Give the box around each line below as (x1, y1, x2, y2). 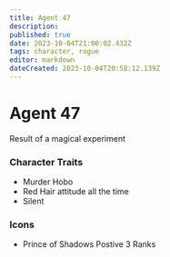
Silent (22, 196, 45, 207)
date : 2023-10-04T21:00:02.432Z (9, 38, 132, 48)
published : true (9, 30, 71, 39)
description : (9, 22, 59, 31)
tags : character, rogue (9, 47, 100, 56)
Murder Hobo (22, 176, 74, 187)
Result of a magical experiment (9, 133, 125, 143)
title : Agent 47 (9, 13, 71, 23)
